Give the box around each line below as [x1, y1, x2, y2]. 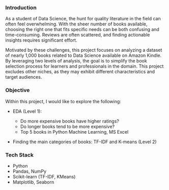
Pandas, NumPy [12, 168, 47, 174]
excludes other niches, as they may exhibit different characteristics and [5, 69, 155, 75]
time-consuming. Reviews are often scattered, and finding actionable [5, 32, 150, 38]
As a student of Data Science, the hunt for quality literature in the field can [5, 16, 161, 22]
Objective [5, 87, 30, 94]
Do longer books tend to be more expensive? [20, 123, 115, 130]
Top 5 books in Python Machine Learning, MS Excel [20, 129, 129, 135]
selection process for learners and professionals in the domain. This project [5, 63, 164, 70]
